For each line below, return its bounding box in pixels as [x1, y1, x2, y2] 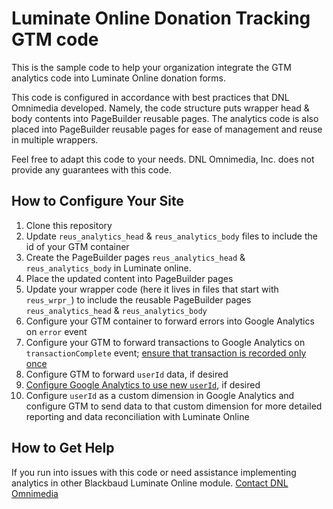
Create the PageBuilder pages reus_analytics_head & [25, 251, 246, 263]
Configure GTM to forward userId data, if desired [25, 368, 229, 380]
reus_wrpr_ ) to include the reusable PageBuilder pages [25, 293, 252, 306]
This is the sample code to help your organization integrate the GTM [11, 61, 292, 73]
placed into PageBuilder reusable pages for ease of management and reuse [11, 123, 323, 135]
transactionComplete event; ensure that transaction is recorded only [25, 347, 307, 359]
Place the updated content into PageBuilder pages [25, 272, 234, 284]
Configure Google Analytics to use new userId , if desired [25, 378, 261, 391]
